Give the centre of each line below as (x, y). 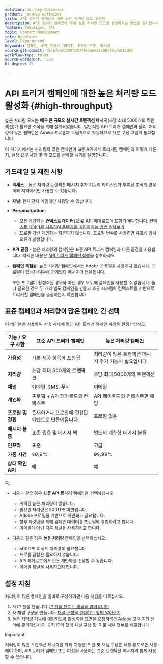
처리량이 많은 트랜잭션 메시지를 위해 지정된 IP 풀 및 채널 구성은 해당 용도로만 (77, 645)
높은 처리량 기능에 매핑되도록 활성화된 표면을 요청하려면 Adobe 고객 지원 (81, 619)
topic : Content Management (32, 32)
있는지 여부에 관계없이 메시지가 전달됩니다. (65, 272)
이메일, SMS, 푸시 (51, 387)
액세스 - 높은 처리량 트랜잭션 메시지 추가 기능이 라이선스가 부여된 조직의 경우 (84, 184)
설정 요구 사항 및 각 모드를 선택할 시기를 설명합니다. (60, 155)
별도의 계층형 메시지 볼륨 (120, 433)
